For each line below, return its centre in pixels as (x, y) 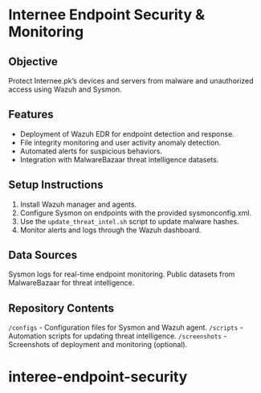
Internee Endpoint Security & (107, 15)
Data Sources (43, 255)
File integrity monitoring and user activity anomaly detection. (120, 142)
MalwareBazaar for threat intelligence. (71, 283)
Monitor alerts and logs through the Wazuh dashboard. (110, 230)
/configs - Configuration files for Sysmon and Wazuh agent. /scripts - (126, 328)
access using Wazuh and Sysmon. (65, 89)
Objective (33, 61)
